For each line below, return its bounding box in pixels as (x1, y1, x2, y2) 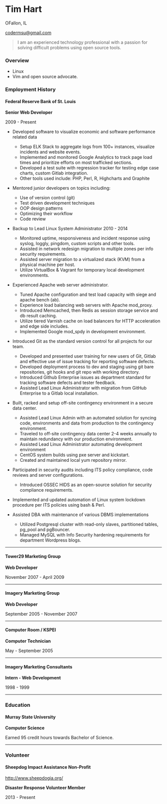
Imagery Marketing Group (5, 590, 60, 596)
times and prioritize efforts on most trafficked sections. (19, 159, 133, 165)
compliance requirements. (19, 487, 74, 493)
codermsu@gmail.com (5, 29, 52, 35)
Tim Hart (5, 3, 42, 15)
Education (5, 701, 31, 708)
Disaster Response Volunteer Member (5, 785, 86, 791)
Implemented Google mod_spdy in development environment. (19, 329, 146, 335)
